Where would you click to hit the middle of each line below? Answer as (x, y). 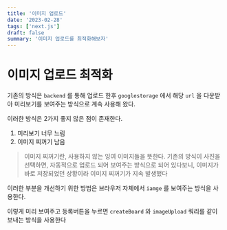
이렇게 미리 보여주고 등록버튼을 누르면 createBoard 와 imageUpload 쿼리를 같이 (112, 211)
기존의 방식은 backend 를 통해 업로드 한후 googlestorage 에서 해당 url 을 (105, 95)
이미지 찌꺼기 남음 (41, 142)
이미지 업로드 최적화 (60, 75)
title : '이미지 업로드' (37, 13)
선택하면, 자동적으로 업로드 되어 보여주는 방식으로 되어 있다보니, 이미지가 (121, 165)
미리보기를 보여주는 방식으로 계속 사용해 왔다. (75, 104)
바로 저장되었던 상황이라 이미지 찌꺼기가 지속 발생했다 (96, 174)
